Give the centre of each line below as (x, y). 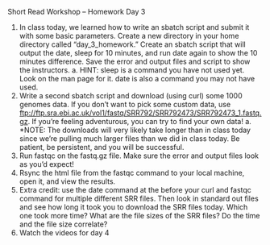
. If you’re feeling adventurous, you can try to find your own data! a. (139, 121)
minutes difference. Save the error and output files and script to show (135, 61)
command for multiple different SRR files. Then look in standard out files (139, 198)
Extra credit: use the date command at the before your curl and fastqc (135, 190)
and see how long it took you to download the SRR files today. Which (133, 207)
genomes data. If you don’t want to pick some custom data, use (125, 104)
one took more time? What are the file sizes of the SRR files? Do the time (139, 216)
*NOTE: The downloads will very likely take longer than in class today (135, 130)
